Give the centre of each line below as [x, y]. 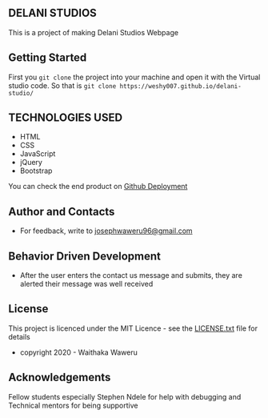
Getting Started [48, 58]
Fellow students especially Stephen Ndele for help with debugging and [125, 396]
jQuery [31, 163]
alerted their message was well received [86, 284]
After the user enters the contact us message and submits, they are [131, 275]
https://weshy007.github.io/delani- [180, 86]
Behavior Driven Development [85, 256]
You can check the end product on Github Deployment [98, 187]
